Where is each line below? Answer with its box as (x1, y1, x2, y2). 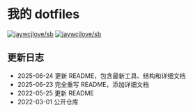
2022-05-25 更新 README (17, 88, 94, 97)
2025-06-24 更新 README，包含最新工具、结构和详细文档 (17, 71, 186, 80)
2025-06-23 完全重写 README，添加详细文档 (17, 80, 150, 88)
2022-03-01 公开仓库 (17, 97, 79, 106)
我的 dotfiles (7, 6, 80, 22)
